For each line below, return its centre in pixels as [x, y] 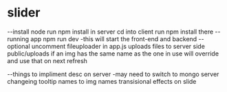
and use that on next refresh [47, 60]
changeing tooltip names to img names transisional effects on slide [102, 81]
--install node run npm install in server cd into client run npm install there [110, 32]
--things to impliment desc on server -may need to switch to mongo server [113, 74]
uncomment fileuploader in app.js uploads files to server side [118, 46]
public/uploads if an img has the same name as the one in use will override [113, 54]
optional [19, 46]
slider [24, 13]
